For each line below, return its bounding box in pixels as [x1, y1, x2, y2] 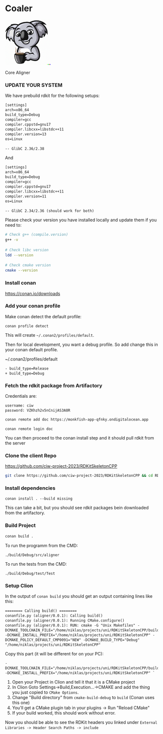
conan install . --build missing [5, 496, 73, 501]
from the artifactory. [5, 510, 45, 516]
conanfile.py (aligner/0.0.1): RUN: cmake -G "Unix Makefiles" [5, 623, 136, 628]
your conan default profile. [5, 346, 58, 352]
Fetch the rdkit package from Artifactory [5, 382, 103, 389]
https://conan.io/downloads [5, 291, 61, 296]
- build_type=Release [5, 366, 49, 371]
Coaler [5, 3, 33, 14]
